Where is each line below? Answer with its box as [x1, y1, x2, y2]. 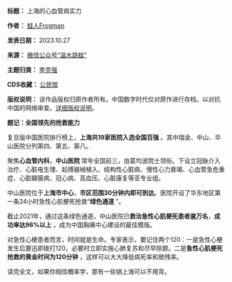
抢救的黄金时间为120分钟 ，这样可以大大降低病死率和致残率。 [7, 253, 183, 261]
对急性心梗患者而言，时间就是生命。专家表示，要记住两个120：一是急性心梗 [7, 236, 223, 243]
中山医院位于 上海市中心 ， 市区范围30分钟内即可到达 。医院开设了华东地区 [7, 188, 215, 197]
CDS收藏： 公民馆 [7, 80, 59, 89]
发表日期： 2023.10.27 [7, 36, 70, 44]
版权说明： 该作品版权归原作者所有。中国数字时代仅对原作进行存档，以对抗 [7, 95, 221, 103]
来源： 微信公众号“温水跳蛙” [7, 51, 88, 59]
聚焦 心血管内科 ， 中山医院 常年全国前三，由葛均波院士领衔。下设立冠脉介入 [7, 157, 221, 165]
